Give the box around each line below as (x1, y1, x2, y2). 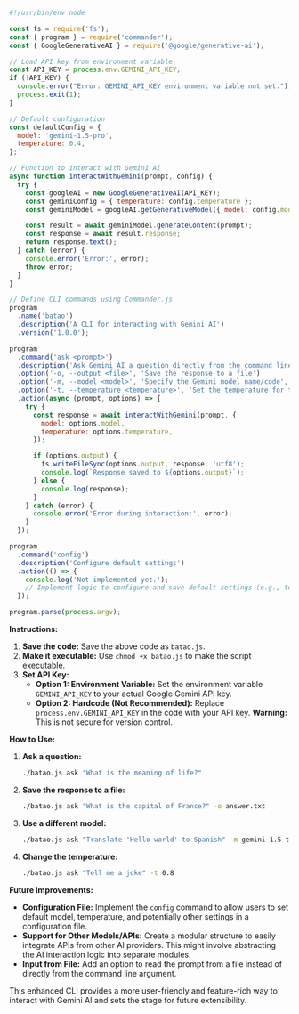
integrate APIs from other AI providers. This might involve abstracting (21, 939, 277, 950)
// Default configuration (9, 114, 105, 124)
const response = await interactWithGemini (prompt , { (32, 410, 238, 419)
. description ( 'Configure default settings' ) (17, 558, 185, 567)
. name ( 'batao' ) (17, 312, 74, 320)
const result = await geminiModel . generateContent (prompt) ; (25, 221, 253, 231)
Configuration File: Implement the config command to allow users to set (21, 902, 289, 913)
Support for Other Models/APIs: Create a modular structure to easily (21, 930, 276, 941)
